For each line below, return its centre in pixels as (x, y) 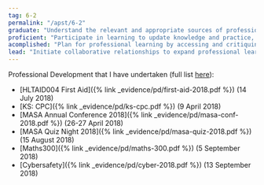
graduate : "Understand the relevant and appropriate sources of (115, 30)
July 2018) (37, 98)
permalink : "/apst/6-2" (47, 23)
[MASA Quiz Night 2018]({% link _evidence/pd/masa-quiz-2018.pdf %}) (136, 131)
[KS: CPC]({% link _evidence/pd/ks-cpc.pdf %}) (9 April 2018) (120, 106)
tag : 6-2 (22, 15)
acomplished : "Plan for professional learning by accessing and (115, 45)
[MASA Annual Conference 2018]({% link (86, 115)
